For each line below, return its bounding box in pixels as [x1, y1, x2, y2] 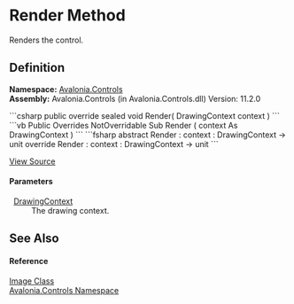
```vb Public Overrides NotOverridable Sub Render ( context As [9, 120, 238, 130]
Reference [9, 255, 49, 266]
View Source [9, 156, 56, 167]
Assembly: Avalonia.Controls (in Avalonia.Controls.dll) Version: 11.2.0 [9, 93, 261, 104]
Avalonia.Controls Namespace [9, 285, 120, 295]
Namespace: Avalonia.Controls [9, 83, 123, 94]
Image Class [9, 276, 55, 286]
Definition [9, 60, 65, 75]
